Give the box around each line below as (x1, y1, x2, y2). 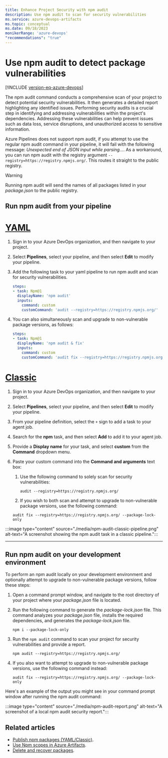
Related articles (5, 723, 55, 732)
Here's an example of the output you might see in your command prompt (5, 688, 155, 694)
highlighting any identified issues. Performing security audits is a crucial (5, 105, 153, 111)
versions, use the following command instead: (12, 666, 107, 672)
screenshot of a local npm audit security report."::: (5, 709, 109, 715)
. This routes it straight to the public (85, 157, 159, 163)
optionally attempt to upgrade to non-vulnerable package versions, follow (5, 577, 157, 583)
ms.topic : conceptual (5, 21, 50, 27)
